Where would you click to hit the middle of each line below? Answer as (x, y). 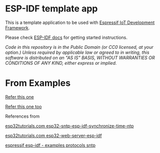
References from (22, 116)
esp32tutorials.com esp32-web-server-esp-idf (53, 136)
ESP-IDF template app (51, 9)
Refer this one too (23, 106)
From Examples (38, 83)
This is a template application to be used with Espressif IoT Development (80, 22)
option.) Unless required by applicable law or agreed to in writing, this (77, 52)
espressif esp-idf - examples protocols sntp (50, 145)
